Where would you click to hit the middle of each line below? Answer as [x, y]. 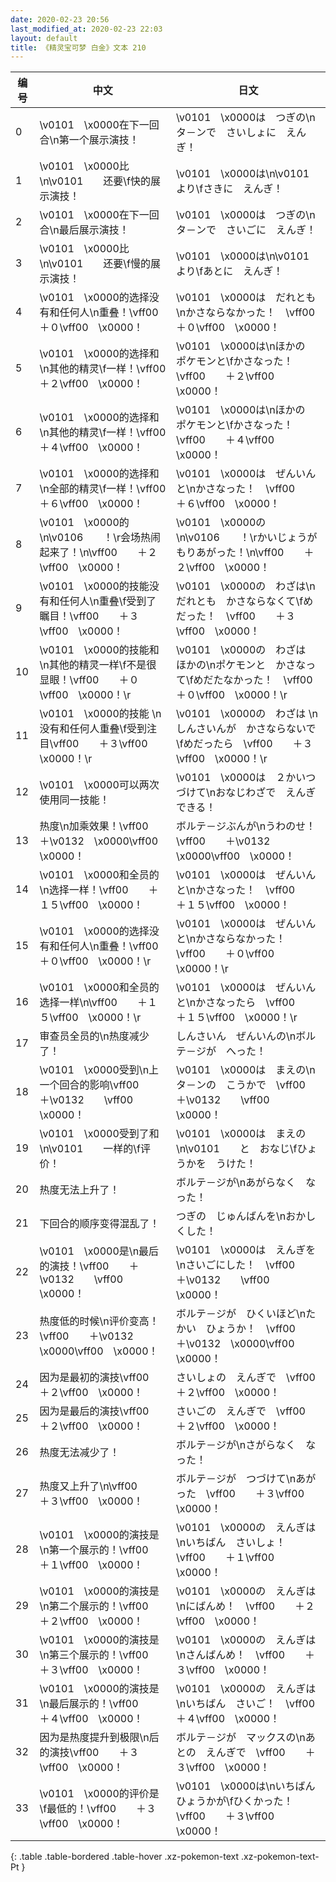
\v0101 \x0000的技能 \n [100, 714]
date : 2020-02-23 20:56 [60, 19]
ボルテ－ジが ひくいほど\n [241, 1314]
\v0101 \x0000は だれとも [246, 298]
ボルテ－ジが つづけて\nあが [246, 1479]
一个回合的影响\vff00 [89, 1085]
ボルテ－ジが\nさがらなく [236, 1445]
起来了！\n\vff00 [78, 553]
